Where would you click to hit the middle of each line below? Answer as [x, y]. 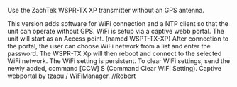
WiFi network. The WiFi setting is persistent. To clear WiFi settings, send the [119, 61]
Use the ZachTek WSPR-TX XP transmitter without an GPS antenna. [106, 10]
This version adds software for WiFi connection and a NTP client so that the [118, 24]
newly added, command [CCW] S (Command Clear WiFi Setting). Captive [115, 68]
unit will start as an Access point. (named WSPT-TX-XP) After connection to [118, 39]
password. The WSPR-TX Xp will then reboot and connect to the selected [115, 53]
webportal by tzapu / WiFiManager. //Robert [72, 76]
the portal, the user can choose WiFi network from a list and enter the [109, 46]
